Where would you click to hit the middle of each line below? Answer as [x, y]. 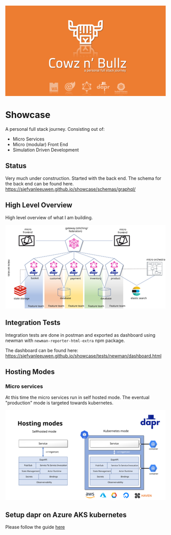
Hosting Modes [30, 372]
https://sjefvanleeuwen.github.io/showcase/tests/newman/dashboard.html [83, 356]
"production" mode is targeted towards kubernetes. [59, 403]
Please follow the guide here [35, 527]
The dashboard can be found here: [42, 350]
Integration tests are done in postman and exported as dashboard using [80, 335]
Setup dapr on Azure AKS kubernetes [66, 515]
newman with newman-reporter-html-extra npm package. [65, 340]
